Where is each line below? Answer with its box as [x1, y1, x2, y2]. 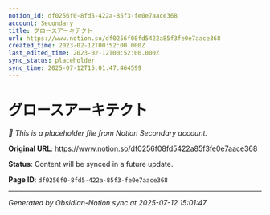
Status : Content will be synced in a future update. [8, 159, 174, 168]
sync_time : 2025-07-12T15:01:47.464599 [8, 64, 142, 72]
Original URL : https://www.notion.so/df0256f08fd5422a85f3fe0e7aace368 [8, 144, 258, 153]
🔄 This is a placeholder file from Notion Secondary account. [8, 128, 207, 137]
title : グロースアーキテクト [8, 26, 93, 34]
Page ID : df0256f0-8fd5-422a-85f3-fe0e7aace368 [8, 174, 169, 185]
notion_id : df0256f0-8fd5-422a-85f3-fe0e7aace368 [8, 11, 178, 20]
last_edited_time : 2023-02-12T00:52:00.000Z [8, 49, 160, 57]
